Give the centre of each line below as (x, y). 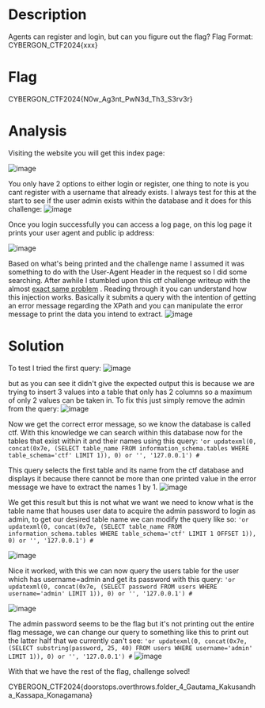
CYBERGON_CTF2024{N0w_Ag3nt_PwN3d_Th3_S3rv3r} (100, 99)
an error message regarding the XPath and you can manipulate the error (126, 305)
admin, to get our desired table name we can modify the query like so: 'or (129, 519)
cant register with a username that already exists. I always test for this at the (132, 192)
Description (47, 15)
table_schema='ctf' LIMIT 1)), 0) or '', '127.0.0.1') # (104, 455)
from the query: (34, 408)
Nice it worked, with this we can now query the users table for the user (124, 570)
